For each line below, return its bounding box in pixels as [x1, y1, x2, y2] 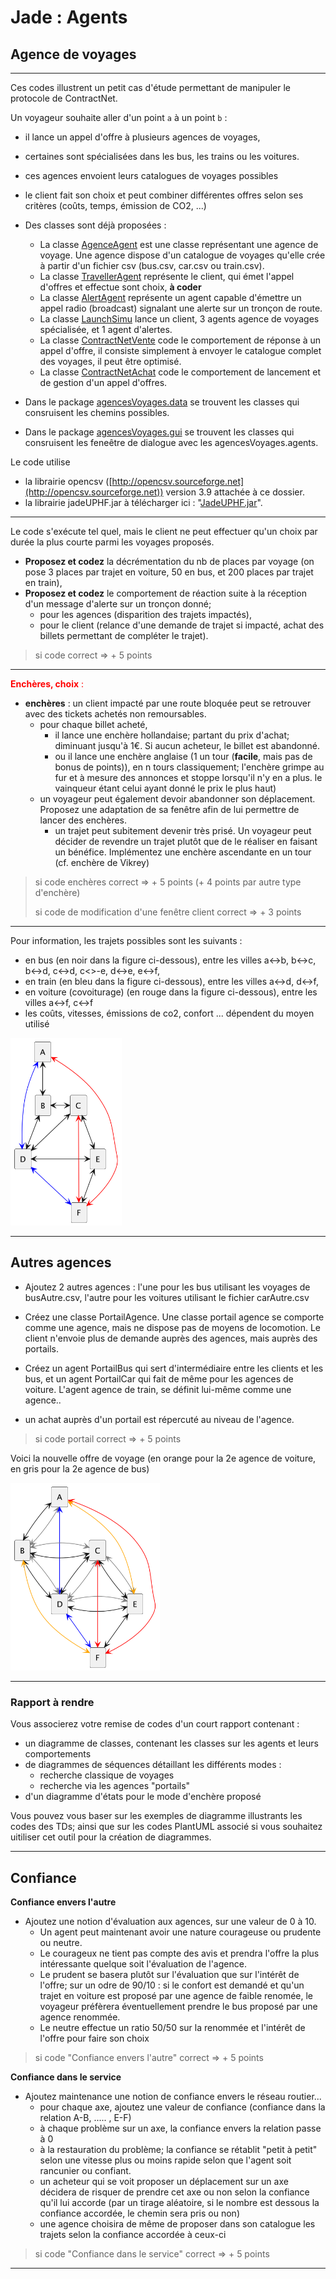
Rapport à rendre [10, 1695, 95, 1709]
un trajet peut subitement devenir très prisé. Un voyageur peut [54, 825, 312, 836]
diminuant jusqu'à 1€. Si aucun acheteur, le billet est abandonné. [54, 740, 320, 751]
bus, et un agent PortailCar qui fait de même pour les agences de [24, 1372, 294, 1385]
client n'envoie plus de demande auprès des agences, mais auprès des [24, 1332, 318, 1344]
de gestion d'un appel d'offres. [39, 377, 168, 388]
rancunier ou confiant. [39, 2164, 132, 2176]
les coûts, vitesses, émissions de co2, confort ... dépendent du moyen [24, 1007, 315, 1019]
